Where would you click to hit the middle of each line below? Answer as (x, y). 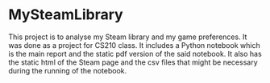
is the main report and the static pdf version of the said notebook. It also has (135, 53)
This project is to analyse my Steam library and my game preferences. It (128, 37)
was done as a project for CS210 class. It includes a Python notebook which (134, 45)
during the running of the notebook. (68, 70)
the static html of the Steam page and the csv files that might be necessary (133, 62)
